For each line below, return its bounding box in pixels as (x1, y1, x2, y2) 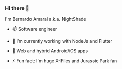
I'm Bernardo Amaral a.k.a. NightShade (5, 16, 86, 22)
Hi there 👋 (5, 5, 30, 12)
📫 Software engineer (12, 26, 57, 32)
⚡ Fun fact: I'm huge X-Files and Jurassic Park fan (12, 58, 117, 64)
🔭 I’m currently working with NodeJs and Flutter (12, 38, 112, 44)
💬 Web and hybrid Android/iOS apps (12, 48, 88, 54)
